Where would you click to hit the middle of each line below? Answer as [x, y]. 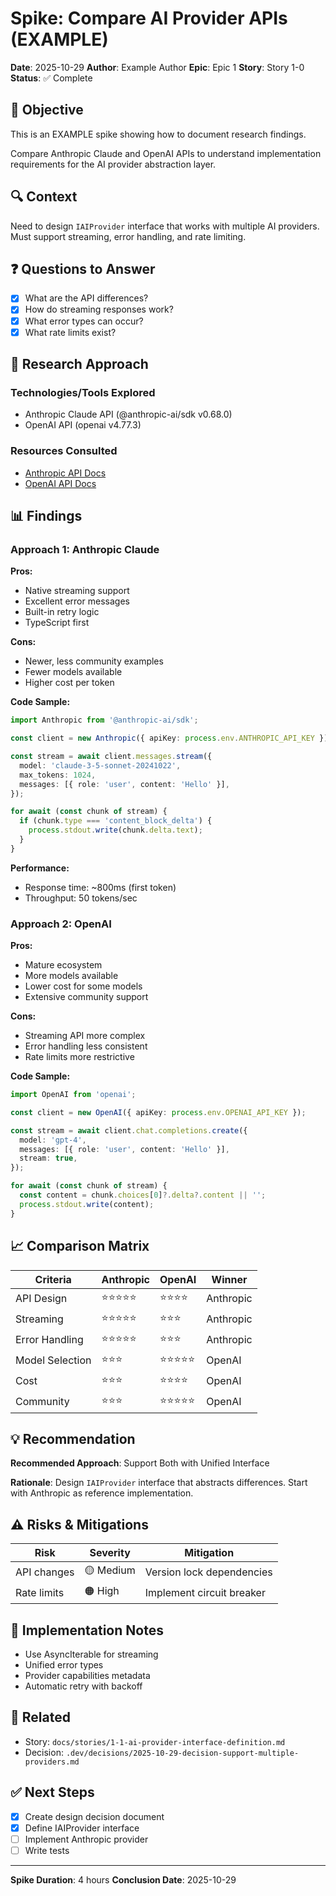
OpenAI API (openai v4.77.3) [83, 425]
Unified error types [64, 1664]
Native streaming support [77, 591]
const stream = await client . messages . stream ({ [111, 757]
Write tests [47, 1850]
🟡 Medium [110, 1570]
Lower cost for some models [83, 986]
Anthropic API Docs [65, 473]
